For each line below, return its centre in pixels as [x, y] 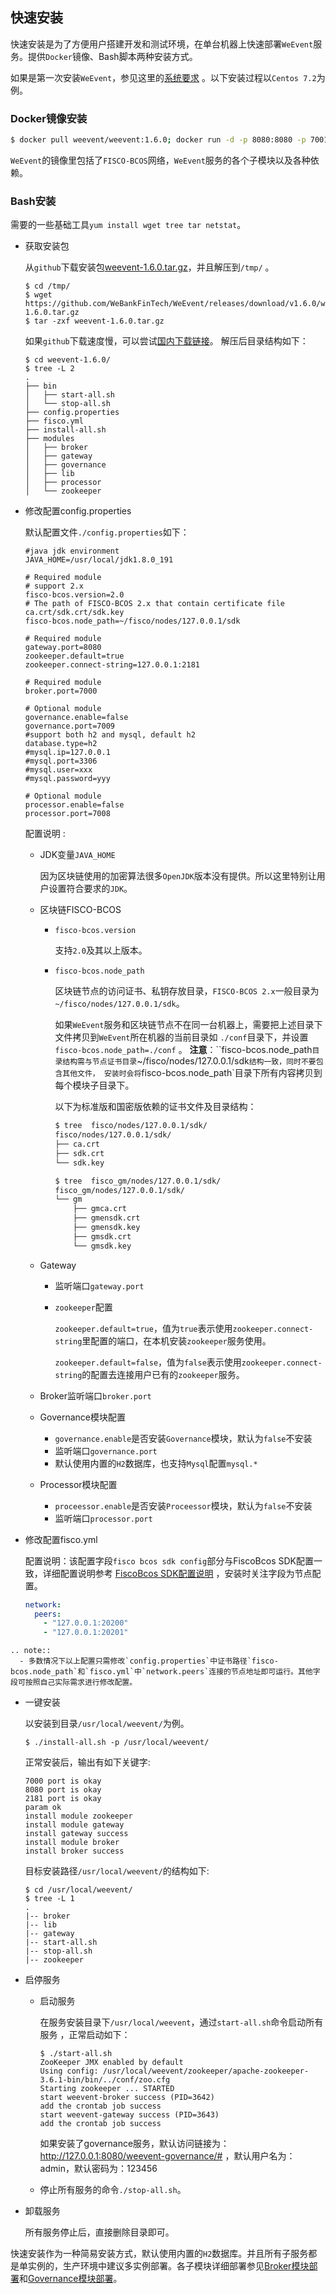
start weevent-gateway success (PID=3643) [129, 2115]
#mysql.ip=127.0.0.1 [67, 753]
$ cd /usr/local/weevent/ [78, 1890]
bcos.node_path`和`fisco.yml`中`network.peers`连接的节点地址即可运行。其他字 [165, 1672]
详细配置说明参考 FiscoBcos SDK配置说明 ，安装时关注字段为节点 [177, 1573]
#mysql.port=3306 [61, 761]
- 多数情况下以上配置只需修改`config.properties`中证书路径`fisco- [149, 1661]
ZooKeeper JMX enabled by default [111, 2063]
